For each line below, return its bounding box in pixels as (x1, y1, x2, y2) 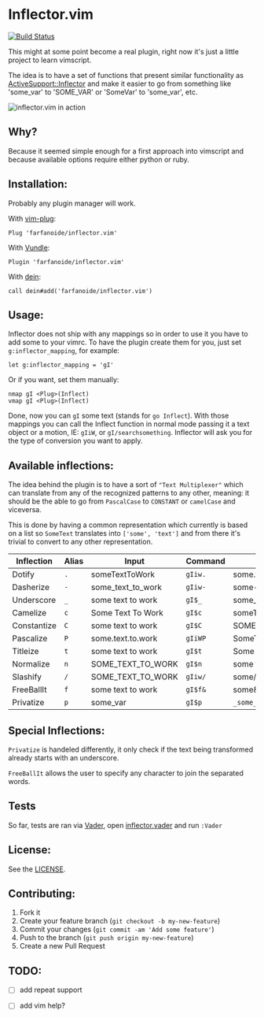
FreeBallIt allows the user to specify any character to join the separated (8, 768, 244, 778)
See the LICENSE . (8, 864, 66, 874)
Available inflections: (8, 459, 114, 472)
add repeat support (19, 985, 82, 994)
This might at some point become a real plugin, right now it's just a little (8, 46, 240, 56)
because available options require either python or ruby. (8, 154, 190, 164)
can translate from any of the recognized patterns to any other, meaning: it (8, 489, 250, 498)
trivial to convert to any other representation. (8, 537, 153, 547)
